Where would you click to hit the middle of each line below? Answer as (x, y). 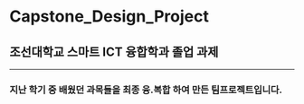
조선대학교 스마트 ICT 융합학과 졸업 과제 (114, 52)
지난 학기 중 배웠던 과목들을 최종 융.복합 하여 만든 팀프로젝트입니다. (146, 90)
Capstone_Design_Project (109, 17)
